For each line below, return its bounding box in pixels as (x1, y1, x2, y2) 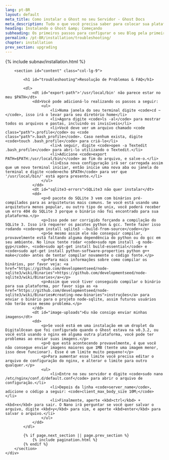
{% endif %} (23, 441, 49, 447)
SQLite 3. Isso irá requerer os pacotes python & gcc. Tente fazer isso (5, 222, 161, 227)
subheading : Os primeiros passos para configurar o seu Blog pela (5, 31, 147, 36)
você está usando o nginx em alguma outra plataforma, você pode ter (5, 332, 154, 337)
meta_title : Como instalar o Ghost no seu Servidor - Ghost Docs (5, 17, 145, 22)
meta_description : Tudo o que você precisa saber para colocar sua (5, 21, 150, 27)
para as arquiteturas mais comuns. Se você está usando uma (30, 200, 158, 205)
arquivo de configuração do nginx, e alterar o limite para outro (5, 358, 147, 363)
